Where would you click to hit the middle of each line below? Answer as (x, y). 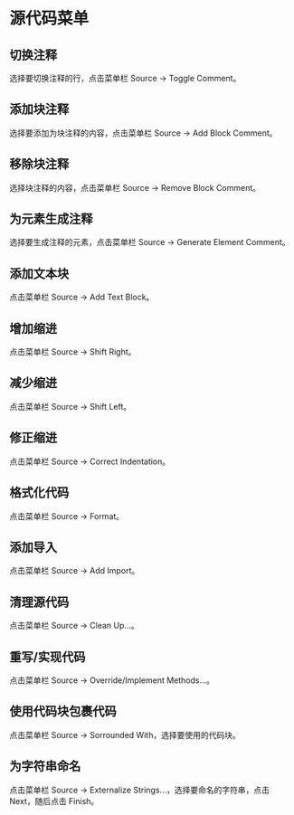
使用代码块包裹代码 (63, 711)
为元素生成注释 (51, 219)
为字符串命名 (45, 767)
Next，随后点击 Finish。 (54, 801)
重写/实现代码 (47, 657)
